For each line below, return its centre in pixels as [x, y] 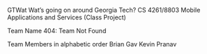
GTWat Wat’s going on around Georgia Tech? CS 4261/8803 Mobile [104, 10]
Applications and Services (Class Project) [67, 17]
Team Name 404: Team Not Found [57, 31]
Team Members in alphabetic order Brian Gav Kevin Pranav [92, 44]
